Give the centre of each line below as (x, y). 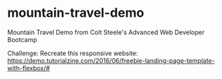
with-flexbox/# (29, 68)
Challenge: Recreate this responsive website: (73, 53)
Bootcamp (22, 39)
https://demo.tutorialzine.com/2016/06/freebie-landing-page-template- (111, 60)
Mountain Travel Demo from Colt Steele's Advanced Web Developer (106, 32)
